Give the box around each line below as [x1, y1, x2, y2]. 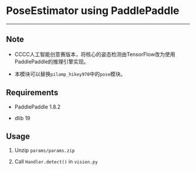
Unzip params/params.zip [14, 147, 75, 154]
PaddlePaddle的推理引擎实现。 [14, 58, 89, 65]
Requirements [6, 88, 58, 97]
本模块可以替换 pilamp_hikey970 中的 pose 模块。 [14, 70, 126, 77]
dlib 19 [14, 114, 31, 121]
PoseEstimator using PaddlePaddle [6, 4, 180, 18]
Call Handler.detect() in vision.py [14, 158, 98, 165]
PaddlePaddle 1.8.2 [14, 103, 61, 110]
